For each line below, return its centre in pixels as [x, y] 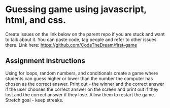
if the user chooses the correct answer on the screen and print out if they [82, 89]
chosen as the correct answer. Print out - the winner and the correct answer [85, 84]
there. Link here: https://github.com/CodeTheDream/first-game [71, 45]
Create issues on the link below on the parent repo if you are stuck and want [85, 34]
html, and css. [36, 20]
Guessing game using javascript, [76, 9]
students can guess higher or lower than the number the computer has [79, 78]
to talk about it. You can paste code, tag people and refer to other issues [81, 40]
